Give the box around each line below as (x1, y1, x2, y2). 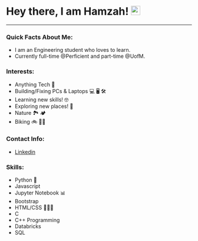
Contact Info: (6, 135, 45, 143)
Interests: (6, 67, 35, 75)
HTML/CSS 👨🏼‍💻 (14, 204, 54, 211)
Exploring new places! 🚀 (14, 103, 74, 110)
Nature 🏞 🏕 (14, 109, 47, 116)
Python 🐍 (14, 176, 37, 184)
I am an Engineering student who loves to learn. (14, 47, 131, 54)
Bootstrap (14, 198, 39, 205)
